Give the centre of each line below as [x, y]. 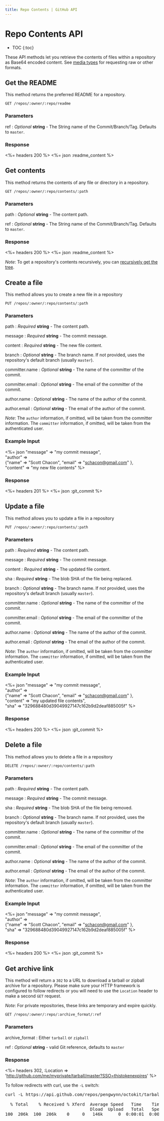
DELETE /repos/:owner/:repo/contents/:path [50, 766]
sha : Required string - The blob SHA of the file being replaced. [69, 579]
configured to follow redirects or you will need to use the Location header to [82, 991]
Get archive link [29, 969]
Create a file [24, 283]
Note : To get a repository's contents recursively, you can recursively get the [81, 262]
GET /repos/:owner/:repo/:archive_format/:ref [53, 1015]
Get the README [31, 83]
